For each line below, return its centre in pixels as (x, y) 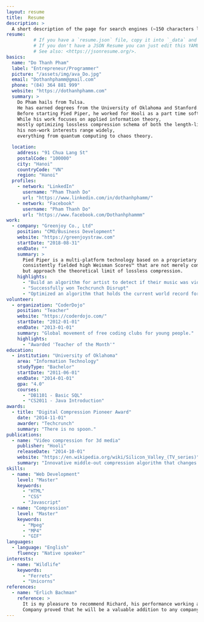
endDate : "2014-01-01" (46, 378)
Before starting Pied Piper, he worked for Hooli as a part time (102, 113)
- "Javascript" (42, 502)
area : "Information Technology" (58, 362)
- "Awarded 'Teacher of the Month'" (69, 344)
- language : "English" (40, 548)
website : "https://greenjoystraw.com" (66, 237)
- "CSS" (32, 497)
